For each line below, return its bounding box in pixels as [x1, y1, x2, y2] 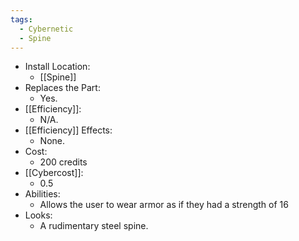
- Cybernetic [19, 24, 74, 34]
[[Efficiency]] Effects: [24, 124, 113, 136]
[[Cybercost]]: [24, 167, 84, 179]
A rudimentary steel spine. [39, 220, 149, 232]
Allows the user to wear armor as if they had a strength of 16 [39, 199, 289, 211]
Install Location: [24, 61, 91, 73]
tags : [10, 14, 33, 25]
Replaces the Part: [24, 82, 101, 94]
